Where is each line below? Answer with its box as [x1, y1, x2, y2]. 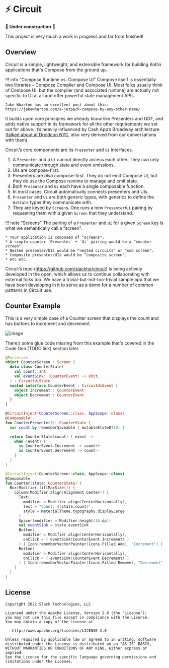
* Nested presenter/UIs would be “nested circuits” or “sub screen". [5, 248, 154, 253]
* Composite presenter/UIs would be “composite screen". [5, 252, 127, 257]
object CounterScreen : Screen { [5, 360, 75, 365]
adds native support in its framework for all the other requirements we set [5, 121, 158, 127]
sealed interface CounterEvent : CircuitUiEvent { [10, 383, 118, 388]
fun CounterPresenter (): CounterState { [5, 420, 92, 425]
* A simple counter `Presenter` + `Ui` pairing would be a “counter [5, 239, 152, 244]
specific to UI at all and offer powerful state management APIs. [5, 92, 135, 98]
